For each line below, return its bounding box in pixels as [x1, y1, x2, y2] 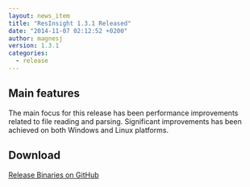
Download [8, 148, 60, 162]
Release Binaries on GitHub [8, 170, 99, 180]
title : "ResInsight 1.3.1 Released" [8, 19, 131, 27]
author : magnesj [8, 34, 63, 43]
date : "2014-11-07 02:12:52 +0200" [8, 27, 128, 35]
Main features [8, 86, 81, 101]
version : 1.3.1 [8, 42, 60, 50]
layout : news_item [8, 11, 70, 20]
